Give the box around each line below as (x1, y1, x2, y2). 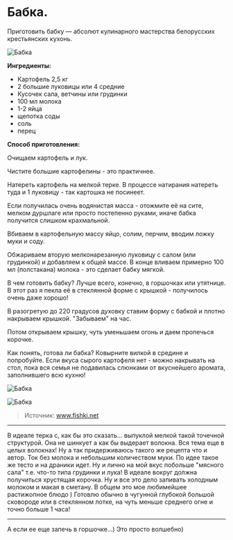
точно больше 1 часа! (7, 505, 71, 513)
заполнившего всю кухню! (7, 370, 86, 379)
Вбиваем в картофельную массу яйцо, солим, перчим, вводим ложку (7, 229, 215, 238)
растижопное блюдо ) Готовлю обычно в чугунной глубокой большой (7, 490, 215, 498)
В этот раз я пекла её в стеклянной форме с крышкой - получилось (7, 286, 208, 294)
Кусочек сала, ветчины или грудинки (17, 90, 128, 98)
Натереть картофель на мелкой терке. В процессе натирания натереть (7, 180, 218, 188)
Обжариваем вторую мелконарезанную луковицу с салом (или (7, 250, 196, 259)
